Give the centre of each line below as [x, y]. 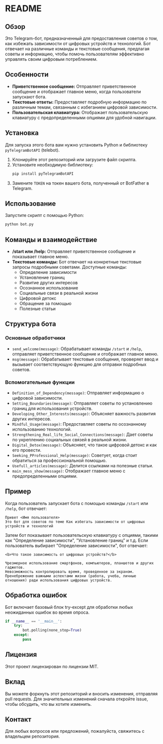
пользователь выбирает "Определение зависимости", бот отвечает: [76, 545]
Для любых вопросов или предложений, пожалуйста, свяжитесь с [75, 731]
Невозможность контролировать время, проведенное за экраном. [70, 572]
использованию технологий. [42, 429]
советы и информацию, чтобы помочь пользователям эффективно [75, 54]
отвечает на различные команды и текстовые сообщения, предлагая [77, 49]
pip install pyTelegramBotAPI [43, 174]
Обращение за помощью [45, 303]
